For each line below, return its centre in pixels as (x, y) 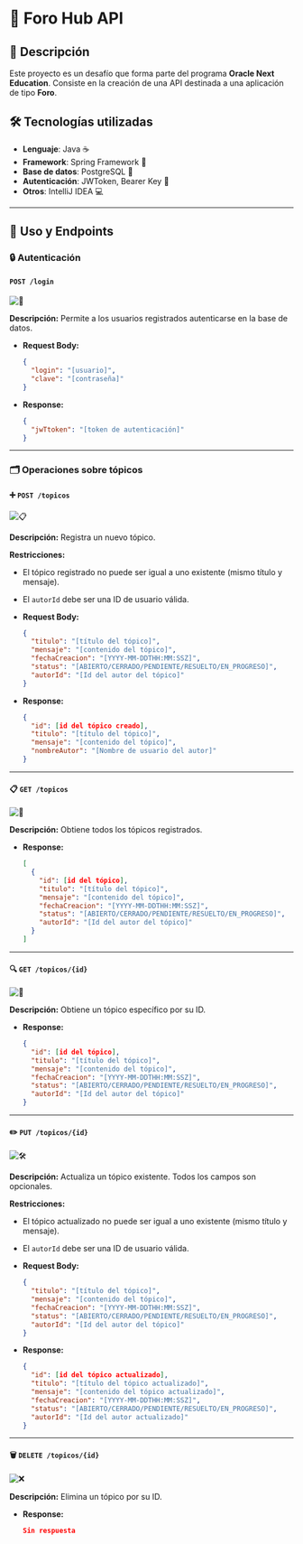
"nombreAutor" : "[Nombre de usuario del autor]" (124, 751)
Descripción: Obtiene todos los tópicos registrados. (106, 830)
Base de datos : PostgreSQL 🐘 (78, 172)
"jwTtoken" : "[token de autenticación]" (108, 429)
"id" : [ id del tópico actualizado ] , (100, 1375)
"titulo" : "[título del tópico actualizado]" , (120, 1384)
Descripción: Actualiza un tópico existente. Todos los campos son (133, 1177)
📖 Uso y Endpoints (62, 232)
